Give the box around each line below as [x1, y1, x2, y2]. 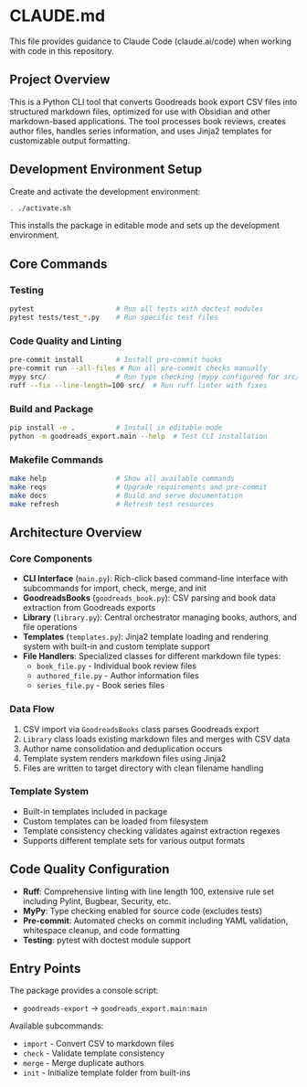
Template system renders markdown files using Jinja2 [22, 752, 227, 763]
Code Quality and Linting [9, 335, 122, 347]
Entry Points [9, 961, 81, 976]
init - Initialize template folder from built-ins [22, 1067, 191, 1079]
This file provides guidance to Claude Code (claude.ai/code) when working [9, 36, 292, 47]
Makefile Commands [9, 453, 103, 466]
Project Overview [9, 72, 111, 88]
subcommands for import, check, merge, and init [22, 582, 207, 594]
